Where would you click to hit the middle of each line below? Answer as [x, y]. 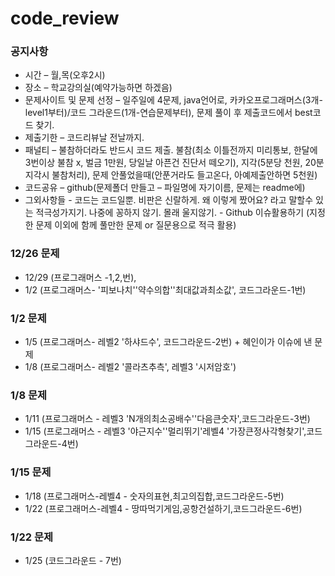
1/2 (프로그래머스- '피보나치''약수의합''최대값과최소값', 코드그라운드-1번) [165, 289]
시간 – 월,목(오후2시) [65, 75]
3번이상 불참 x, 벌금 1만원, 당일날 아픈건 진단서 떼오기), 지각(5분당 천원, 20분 [174, 163]
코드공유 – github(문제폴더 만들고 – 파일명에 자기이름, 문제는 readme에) [165, 188]
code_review [65, 18]
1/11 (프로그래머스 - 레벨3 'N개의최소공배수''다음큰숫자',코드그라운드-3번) [167, 419]
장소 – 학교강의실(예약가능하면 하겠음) [98, 88]
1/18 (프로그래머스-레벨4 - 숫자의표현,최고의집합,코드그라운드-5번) [154, 496]
